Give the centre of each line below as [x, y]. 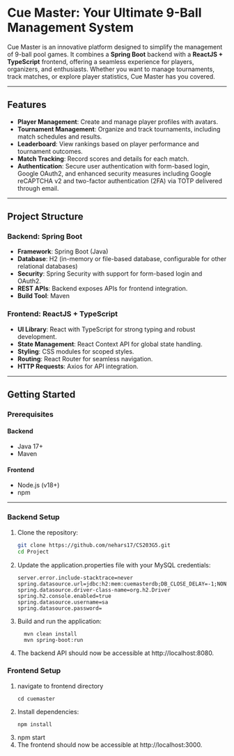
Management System [71, 27]
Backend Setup [34, 517]
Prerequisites [30, 414]
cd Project [33, 551]
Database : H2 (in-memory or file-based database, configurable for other [122, 259]
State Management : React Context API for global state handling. [110, 344]
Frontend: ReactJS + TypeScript [63, 314]
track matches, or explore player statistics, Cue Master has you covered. [111, 76]
